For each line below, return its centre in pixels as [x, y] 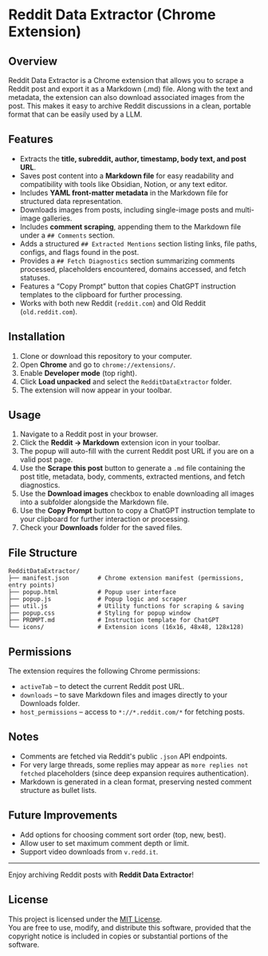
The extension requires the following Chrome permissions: [104, 671]
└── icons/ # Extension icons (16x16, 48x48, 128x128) [126, 627]
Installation [37, 337]
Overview [33, 61]
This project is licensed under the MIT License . [85, 919]
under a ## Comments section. [67, 235]
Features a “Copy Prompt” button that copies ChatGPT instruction [128, 286]
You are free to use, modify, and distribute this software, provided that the [130, 927]
